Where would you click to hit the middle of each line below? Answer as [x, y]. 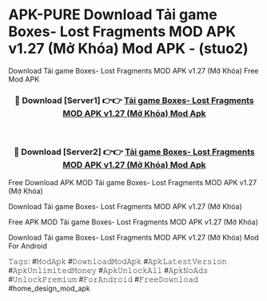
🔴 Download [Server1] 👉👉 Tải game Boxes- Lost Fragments [134, 100]
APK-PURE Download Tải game [113, 15]
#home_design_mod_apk [49, 288]
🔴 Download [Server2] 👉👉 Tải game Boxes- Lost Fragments [134, 152]
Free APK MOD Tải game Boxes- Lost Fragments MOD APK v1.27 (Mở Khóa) [133, 222]
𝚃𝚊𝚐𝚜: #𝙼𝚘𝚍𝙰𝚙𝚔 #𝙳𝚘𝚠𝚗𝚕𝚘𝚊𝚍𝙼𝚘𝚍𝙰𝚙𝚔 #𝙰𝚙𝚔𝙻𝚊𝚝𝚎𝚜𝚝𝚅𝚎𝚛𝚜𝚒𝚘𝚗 [118, 261]
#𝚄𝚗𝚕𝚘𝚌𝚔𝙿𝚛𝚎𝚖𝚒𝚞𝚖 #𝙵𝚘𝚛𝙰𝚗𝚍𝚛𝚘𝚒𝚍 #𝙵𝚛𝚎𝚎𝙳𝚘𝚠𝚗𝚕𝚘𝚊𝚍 [103, 279]
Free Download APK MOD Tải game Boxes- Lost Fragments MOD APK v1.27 [133, 182]
